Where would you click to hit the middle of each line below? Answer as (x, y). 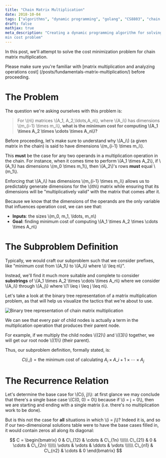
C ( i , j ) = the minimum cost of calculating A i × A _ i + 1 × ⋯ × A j (83, 360)
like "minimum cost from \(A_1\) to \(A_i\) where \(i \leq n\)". (65, 266)
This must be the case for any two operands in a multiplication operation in (82, 155)
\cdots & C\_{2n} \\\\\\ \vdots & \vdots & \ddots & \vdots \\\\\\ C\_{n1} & (83, 446)
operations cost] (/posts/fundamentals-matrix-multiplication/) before (75, 72)
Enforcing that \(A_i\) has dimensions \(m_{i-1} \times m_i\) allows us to (77, 181)
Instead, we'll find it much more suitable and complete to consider (72, 275)
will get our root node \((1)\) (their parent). (48, 340)
